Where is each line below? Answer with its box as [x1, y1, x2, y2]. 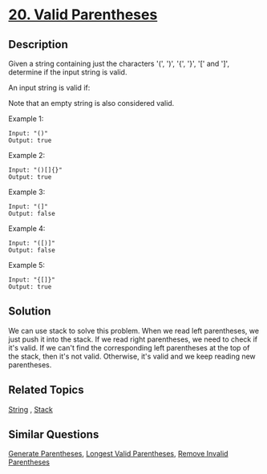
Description [8, 38, 68, 51]
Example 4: [8, 224, 46, 233]
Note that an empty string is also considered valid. [8, 99, 175, 107]
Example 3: [8, 187, 46, 196]
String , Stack [8, 404, 54, 414]
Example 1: [8, 114, 44, 124]
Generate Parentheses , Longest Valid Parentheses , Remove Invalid [8, 449, 229, 459]
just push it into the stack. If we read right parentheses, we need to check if [8, 334, 258, 344]
